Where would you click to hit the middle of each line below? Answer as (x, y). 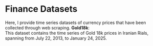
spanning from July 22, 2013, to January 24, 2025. (56, 38)
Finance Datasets (41, 9)
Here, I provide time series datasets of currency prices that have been (76, 23)
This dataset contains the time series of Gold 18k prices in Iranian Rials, (77, 33)
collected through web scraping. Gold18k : (47, 27)
